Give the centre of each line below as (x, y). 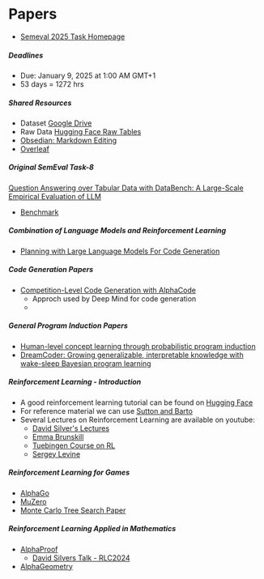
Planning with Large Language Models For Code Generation (120, 251)
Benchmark (39, 212)
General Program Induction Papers (68, 326)
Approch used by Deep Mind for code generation (114, 298)
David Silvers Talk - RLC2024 (81, 558)
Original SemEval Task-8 (51, 168)
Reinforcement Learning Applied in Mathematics (92, 529)
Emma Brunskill (58, 436)
